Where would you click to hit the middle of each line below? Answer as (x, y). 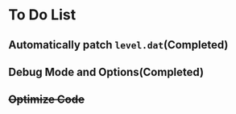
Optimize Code (46, 100)
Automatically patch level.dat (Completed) (118, 45)
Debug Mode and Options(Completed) (106, 72)
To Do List (42, 15)
